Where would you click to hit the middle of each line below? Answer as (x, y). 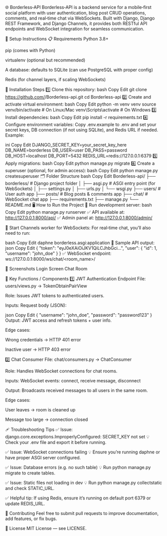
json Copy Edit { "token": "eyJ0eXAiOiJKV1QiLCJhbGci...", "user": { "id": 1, (81, 248)
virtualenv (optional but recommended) (45, 60)
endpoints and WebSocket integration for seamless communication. (75, 29)
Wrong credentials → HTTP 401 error (43, 340)
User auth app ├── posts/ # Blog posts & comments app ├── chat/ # (77, 194)
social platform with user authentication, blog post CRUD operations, (76, 13)
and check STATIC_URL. (30, 488)
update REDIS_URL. (25, 503)
